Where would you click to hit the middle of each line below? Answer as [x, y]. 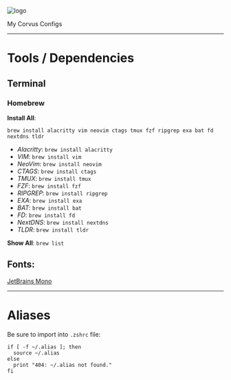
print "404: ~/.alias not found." [63, 365]
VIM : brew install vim [49, 156]
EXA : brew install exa [49, 200]
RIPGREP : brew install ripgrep [62, 193]
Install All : [22, 118]
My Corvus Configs [35, 24]
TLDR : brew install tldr [53, 230]
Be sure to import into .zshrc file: [54, 334]
